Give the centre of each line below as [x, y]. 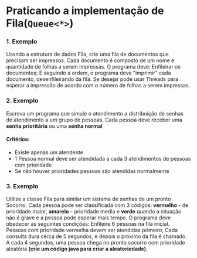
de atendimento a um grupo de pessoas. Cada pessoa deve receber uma [94, 120]
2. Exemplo [22, 101]
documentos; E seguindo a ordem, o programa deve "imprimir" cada [89, 73]
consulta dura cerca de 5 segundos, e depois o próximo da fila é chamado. [97, 236]
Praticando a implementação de [85, 11]
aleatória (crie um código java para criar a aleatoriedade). [77, 249]
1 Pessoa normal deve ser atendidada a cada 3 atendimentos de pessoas [103, 158]
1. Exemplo [22, 42]
